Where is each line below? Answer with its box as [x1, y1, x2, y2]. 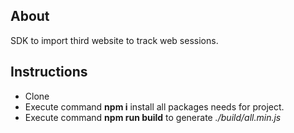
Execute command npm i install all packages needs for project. [24, 100, 285, 113]
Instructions [10, 64, 88, 81]
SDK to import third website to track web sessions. [10, 34, 219, 46]
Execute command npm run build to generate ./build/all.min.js [24, 111, 282, 123]
